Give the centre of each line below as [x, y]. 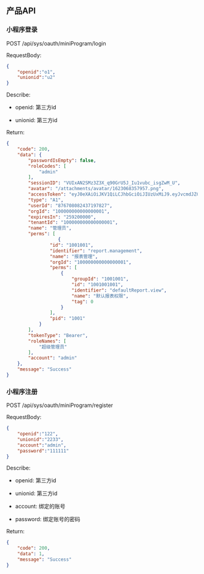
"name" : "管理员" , [50, 228]
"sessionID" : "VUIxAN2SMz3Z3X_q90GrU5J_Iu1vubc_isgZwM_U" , [104, 183]
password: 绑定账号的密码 [48, 519]
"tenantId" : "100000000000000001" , [73, 223]
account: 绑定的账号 [40, 507]
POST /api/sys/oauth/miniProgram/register [60, 405]
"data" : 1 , [31, 554]
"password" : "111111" [43, 451]
